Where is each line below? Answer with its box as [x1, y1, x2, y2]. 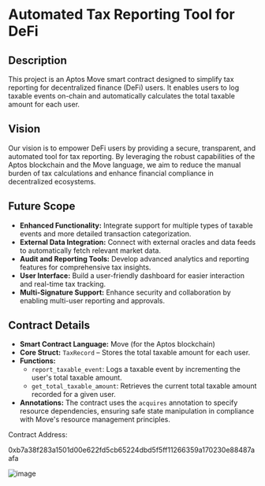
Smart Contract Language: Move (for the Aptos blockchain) [19, 339, 215, 349]
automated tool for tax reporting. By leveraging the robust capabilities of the [8, 151, 256, 161]
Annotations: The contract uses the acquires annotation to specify [19, 398, 238, 407]
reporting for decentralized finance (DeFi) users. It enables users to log [8, 83, 240, 92]
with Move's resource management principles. [19, 415, 171, 425]
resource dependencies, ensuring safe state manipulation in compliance [19, 406, 255, 416]
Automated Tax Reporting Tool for [8, 6, 235, 24]
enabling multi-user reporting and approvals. [19, 295, 166, 305]
